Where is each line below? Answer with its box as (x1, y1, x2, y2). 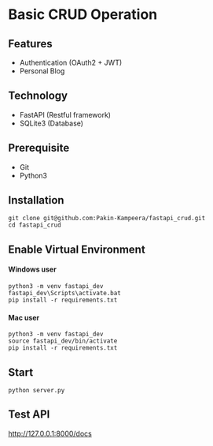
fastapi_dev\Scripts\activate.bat (8, 290, 122, 298)
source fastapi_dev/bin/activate (8, 337, 118, 345)
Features (8, 37, 53, 51)
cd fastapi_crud (8, 221, 61, 230)
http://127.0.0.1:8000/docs (8, 429, 92, 438)
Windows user (8, 264, 57, 274)
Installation (8, 193, 64, 207)
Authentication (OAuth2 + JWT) (19, 58, 123, 67)
